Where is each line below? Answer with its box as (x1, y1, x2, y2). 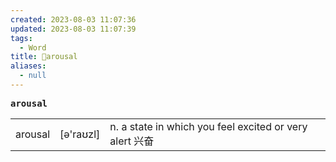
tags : (10, 33, 33, 43)
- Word (19, 42, 47, 53)
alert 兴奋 (109, 134, 155, 148)
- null (19, 71, 47, 81)
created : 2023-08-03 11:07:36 (10, 14, 137, 25)
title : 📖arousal (10, 52, 78, 62)
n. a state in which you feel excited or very (109, 119, 308, 133)
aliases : (10, 61, 47, 71)
